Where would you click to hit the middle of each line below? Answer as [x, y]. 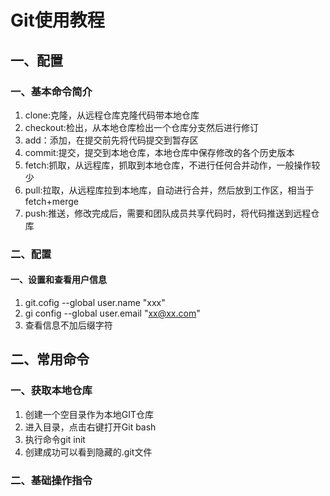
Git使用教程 [57, 20]
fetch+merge [51, 201]
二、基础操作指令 [51, 480]
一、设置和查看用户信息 [58, 280]
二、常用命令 [50, 359]
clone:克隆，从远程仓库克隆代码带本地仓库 [112, 115]
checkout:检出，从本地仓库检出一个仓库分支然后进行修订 [141, 127]
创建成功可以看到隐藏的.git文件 [88, 452]
